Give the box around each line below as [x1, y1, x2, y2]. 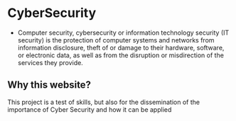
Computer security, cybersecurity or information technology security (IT [17, 28, 230, 37]
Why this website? [7, 79, 91, 91]
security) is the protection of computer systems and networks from [17, 35, 215, 44]
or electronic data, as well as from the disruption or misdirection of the [17, 51, 224, 59]
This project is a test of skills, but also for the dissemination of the [7, 98, 200, 106]
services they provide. [17, 58, 83, 67]
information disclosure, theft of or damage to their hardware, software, [17, 43, 225, 52]
